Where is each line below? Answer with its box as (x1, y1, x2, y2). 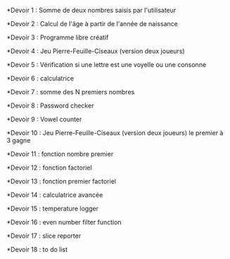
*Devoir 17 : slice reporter (6, 232, 82, 240)
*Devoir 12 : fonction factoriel (6, 163, 92, 172)
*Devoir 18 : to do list (6, 246, 68, 253)
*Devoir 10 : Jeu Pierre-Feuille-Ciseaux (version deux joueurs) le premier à (6, 129, 224, 137)
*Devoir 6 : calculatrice (6, 74, 75, 82)
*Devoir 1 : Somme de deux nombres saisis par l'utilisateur (6, 6, 177, 14)
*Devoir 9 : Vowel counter (6, 115, 82, 123)
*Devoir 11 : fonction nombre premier (6, 150, 114, 158)
